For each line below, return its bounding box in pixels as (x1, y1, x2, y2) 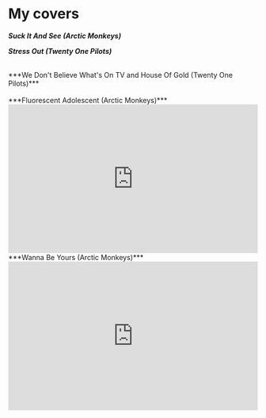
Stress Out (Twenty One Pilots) (8, 46, 112, 56)
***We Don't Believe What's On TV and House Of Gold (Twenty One (8, 70, 234, 79)
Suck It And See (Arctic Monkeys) (8, 31, 121, 40)
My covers (8, 5, 80, 23)
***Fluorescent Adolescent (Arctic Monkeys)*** (8, 95, 168, 105)
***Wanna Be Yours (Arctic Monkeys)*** (8, 252, 144, 262)
